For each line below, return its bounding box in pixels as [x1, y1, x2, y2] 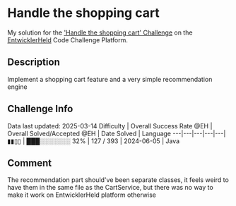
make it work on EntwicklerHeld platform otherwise [7, 190, 157, 199]
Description [7, 56, 60, 68]
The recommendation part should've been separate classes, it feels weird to [7, 176, 230, 184]
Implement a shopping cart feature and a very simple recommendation [7, 75, 213, 83]
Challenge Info [7, 103, 73, 115]
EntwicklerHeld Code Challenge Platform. [7, 35, 129, 44]
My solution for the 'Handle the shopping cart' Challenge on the [7, 28, 193, 37]
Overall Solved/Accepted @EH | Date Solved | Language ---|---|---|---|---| [7, 129, 226, 138]
